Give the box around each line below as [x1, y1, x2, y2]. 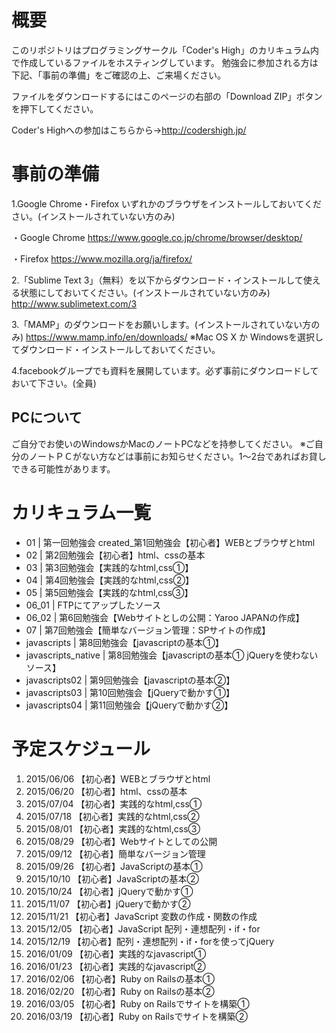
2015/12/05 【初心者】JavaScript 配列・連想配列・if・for [25, 922, 261, 935]
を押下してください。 [11, 102, 99, 115]
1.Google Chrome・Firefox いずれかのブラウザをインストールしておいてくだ [11, 197, 323, 210]
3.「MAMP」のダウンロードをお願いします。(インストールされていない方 [11, 318, 312, 330]
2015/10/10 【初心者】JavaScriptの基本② [25, 872, 199, 885]
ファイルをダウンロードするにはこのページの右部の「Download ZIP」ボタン [11, 90, 323, 102]
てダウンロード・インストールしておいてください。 [11, 343, 221, 355]
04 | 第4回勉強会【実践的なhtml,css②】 [25, 574, 195, 586]
